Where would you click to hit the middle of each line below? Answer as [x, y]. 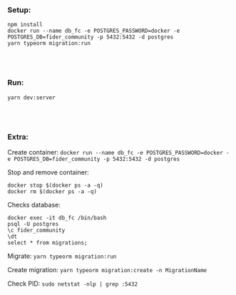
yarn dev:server [31, 98]
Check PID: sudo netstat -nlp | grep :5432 [72, 284]
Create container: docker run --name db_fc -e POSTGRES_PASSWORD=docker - [118, 152]
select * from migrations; [47, 243]
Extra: [18, 137]
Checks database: [34, 205]
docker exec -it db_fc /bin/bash [57, 218]
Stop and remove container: [48, 172]
